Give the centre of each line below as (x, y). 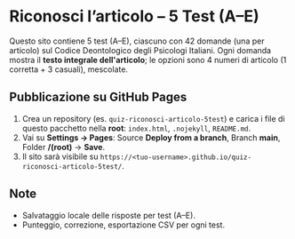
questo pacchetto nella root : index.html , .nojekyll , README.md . (136, 128)
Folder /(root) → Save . (63, 147)
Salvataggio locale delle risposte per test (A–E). (108, 215)
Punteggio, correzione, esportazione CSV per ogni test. (123, 225)
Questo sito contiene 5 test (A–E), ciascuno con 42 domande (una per (137, 41)
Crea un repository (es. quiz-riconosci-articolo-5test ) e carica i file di (154, 118)
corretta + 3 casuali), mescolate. (69, 69)
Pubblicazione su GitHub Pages (98, 97)
